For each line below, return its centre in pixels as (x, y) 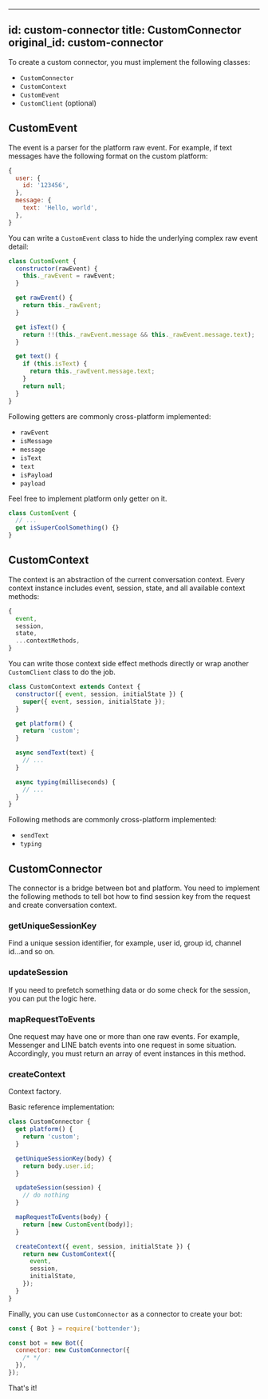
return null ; (44, 386)
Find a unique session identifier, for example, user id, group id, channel (125, 943)
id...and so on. (32, 952)
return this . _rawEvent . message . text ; (92, 372)
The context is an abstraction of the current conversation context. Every (127, 579)
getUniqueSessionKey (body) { (64, 1158)
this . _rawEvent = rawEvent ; (69, 276)
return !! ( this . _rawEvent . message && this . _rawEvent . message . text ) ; (139, 334)
